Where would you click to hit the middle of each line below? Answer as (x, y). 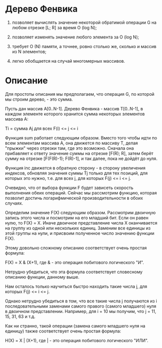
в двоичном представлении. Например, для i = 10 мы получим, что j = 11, (81, 311)
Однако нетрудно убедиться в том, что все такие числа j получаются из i (81, 301)
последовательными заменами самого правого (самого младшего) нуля (81, 306)
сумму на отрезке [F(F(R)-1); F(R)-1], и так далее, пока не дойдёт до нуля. (81, 158)
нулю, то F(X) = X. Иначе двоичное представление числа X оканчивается (81, 223)
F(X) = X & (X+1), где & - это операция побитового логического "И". (74, 262)
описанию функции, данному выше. (42, 277)
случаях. (14, 203)
